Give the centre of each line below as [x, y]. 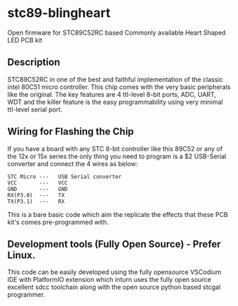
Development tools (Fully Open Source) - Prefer [114, 244]
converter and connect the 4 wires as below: [73, 163]
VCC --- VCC [38, 183]
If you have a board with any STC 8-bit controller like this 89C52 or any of [115, 148]
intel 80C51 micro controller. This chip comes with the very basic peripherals [119, 87]
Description [34, 63]
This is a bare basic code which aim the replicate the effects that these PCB [118, 214]
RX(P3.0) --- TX [36, 195]
